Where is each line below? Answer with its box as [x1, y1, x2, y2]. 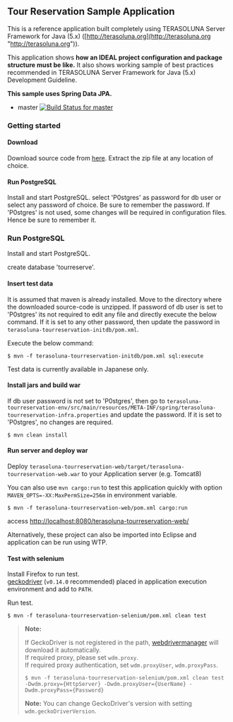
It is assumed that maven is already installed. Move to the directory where [7, 295, 222, 303]
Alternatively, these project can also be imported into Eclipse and [7, 531, 196, 539]
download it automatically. [24, 646, 101, 654]
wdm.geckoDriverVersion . [24, 706, 97, 716]
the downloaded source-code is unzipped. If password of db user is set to [7, 302, 224, 311]
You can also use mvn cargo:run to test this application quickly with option [7, 483, 222, 492]
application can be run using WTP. [7, 538, 108, 547]
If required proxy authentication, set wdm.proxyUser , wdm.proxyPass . [24, 661, 219, 670]
